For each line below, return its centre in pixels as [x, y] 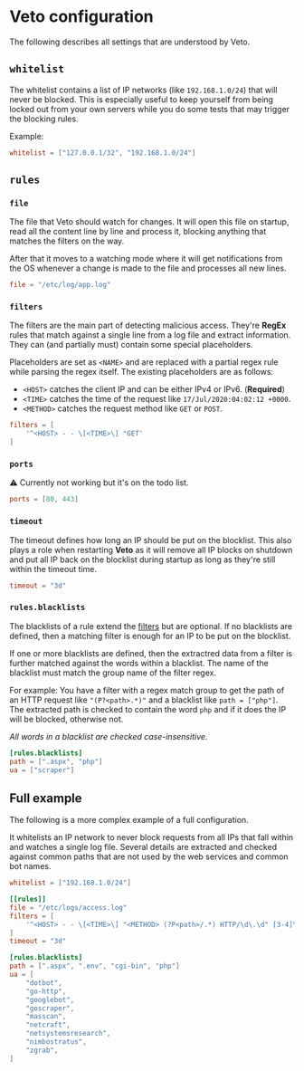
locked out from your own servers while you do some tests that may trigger [150, 109]
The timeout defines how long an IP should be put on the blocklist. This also [151, 540]
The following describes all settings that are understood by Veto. [130, 42]
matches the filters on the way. [67, 241]
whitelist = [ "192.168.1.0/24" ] [70, 883]
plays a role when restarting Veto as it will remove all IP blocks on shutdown [151, 550]
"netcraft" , [48, 1025]
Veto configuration [81, 17]
